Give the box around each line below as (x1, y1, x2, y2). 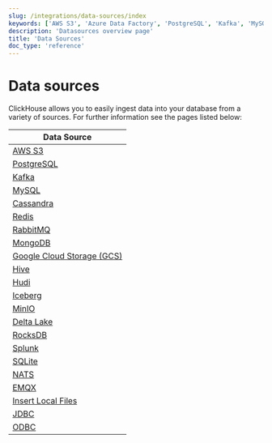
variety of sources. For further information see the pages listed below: (8, 113, 243, 122)
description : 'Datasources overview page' (8, 27, 154, 35)
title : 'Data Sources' (8, 34, 85, 43)
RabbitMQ (12, 224, 51, 236)
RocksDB (12, 330, 48, 341)
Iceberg (12, 290, 42, 301)
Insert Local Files (12, 395, 78, 407)
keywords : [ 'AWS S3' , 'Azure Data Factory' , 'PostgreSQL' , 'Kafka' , (8, 19, 244, 28)
